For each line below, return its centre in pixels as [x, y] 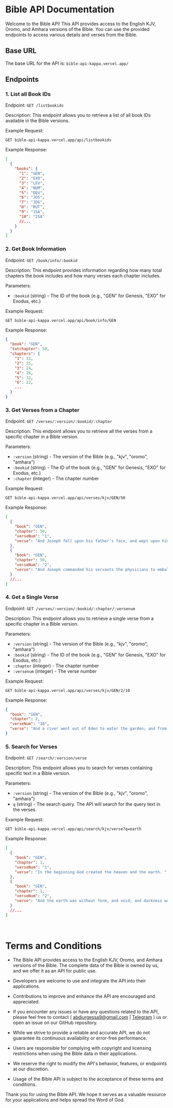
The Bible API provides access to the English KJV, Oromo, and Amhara [88, 960]
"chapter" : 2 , [25, 719]
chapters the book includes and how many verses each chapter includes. [83, 275]
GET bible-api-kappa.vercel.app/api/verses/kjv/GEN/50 [65, 498]
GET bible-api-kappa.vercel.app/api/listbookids [58, 140]
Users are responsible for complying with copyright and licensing [82, 1048]
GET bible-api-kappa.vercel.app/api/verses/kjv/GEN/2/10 [68, 690]
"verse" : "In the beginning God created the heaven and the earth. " [91, 872]
